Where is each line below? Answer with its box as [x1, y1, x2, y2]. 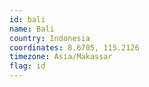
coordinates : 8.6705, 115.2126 [9, 42, 140, 53]
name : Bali [9, 24, 55, 34]
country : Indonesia [9, 33, 91, 43]
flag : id [9, 61, 46, 71]
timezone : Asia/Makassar [9, 52, 113, 62]
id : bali [9, 14, 46, 25]
